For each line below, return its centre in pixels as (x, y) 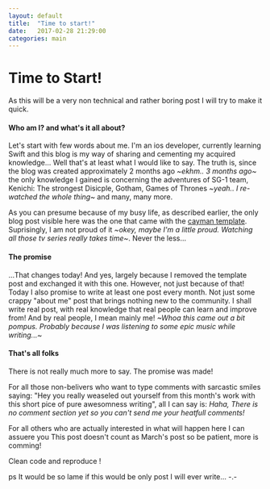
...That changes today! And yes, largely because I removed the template (128, 274)
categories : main (37, 38)
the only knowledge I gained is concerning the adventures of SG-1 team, (129, 180)
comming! (25, 445)
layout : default (35, 16)
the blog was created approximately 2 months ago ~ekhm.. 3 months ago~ (133, 171)
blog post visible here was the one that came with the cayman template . (128, 221)
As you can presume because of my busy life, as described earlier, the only (134, 213)
